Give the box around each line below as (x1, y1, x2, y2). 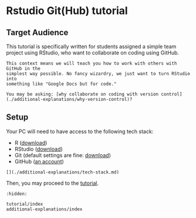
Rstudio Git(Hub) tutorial (6, 4, 128, 18)
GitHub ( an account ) (14, 158, 65, 165)
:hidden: (6, 190, 28, 197)
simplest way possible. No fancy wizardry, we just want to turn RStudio (6, 71, 191, 77)
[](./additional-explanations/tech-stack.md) (6, 169, 119, 175)
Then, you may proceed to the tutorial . (6, 179, 99, 186)
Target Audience (6, 28, 69, 38)
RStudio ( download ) (14, 145, 63, 152)
